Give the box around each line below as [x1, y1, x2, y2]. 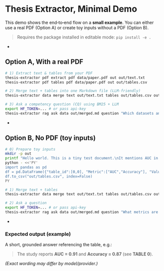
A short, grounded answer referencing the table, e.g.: [5, 242, 112, 248]
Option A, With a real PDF [5, 58, 83, 66]
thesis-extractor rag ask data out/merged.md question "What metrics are [5, 210, 159, 215]
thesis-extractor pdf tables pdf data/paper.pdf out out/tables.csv [5, 79, 147, 85]
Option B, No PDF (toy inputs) [5, 134, 96, 142]
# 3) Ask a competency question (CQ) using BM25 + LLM [5, 102, 119, 107]
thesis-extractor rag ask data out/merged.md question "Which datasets [5, 111, 154, 116]
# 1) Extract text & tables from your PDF [5, 71, 93, 76]
